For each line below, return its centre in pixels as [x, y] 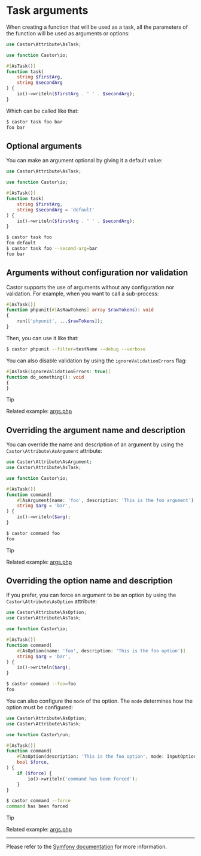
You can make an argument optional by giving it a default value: [84, 161]
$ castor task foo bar [34, 122]
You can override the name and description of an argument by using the [95, 444]
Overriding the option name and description [90, 581]
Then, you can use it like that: [42, 338]
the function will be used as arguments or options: [68, 33]
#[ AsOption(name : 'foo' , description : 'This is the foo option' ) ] [101, 651]
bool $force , [33, 762]
